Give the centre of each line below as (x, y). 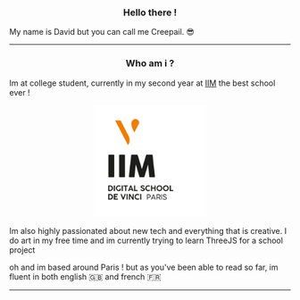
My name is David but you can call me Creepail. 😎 (102, 32)
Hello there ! (150, 12)
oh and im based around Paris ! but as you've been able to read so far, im (144, 267)
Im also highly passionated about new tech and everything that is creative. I (148, 230)
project (22, 250)
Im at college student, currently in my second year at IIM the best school (142, 83)
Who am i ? (150, 63)
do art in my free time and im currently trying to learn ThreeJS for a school (146, 240)
